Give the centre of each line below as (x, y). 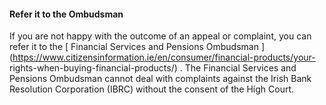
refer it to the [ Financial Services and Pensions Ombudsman (134, 47)
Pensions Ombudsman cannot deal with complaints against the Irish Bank (160, 79)
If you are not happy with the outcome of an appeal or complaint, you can (160, 36)
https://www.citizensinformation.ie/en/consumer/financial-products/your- (164, 57)
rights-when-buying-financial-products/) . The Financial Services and (153, 68)
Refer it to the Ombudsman (66, 14)
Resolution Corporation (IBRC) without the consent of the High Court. (152, 89)
